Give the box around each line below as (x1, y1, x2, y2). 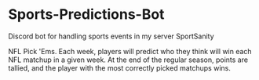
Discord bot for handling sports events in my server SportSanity (8, 31, 214, 41)
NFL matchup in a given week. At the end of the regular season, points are (8, 55, 249, 64)
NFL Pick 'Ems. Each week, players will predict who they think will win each (8, 46, 253, 56)
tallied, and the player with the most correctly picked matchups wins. (8, 63, 232, 72)
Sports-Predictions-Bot (8, 5, 165, 24)
